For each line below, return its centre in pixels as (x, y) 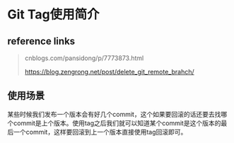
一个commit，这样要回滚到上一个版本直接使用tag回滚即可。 (100, 132)
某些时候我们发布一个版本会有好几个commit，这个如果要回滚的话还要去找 (114, 114)
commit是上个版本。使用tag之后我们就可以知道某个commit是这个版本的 (117, 123)
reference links (41, 41)
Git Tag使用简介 (54, 15)
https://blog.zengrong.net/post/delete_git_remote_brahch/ (109, 72)
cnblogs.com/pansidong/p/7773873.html (84, 58)
